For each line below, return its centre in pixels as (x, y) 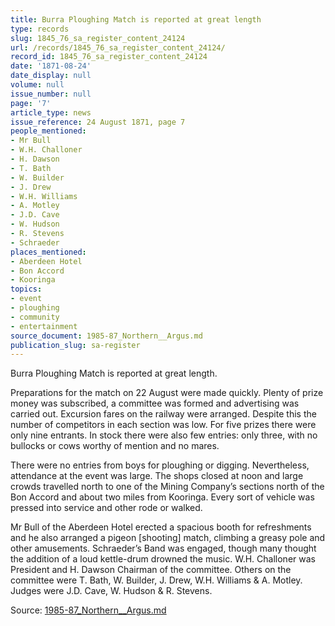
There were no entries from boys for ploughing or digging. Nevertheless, (160, 465)
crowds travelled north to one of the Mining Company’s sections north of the (167, 487)
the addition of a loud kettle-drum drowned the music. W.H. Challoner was (163, 559)
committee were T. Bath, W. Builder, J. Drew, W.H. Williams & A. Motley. (156, 580)
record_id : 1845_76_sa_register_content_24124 (109, 57)
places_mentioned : (48, 252)
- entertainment (44, 326)
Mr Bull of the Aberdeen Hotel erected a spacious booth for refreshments (161, 527)
